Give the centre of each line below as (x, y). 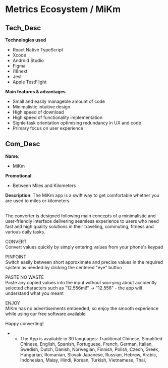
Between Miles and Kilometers (44, 186)
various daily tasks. (25, 232)
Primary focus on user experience (48, 128)
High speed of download (38, 112)
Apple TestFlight (30, 82)
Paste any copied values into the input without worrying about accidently (81, 282)
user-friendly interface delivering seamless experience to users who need (82, 221)
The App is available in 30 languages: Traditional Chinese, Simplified (91, 338)
